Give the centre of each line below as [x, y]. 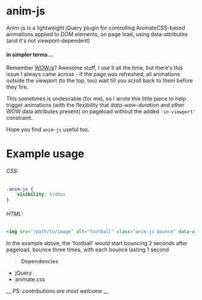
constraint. [20, 118]
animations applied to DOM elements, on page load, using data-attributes [97, 34]
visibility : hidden [41, 195]
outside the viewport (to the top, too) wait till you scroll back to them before [100, 81]
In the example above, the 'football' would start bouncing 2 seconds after [97, 243]
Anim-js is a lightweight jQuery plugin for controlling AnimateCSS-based [96, 28]
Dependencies [40, 261]
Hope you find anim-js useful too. [48, 130]
